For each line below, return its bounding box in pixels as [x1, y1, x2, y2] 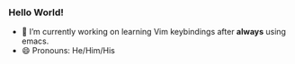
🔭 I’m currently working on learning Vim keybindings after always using [21, 27, 287, 37]
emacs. [21, 36, 49, 46]
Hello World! [8, 6, 65, 19]
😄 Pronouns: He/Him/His [21, 45, 116, 56]
